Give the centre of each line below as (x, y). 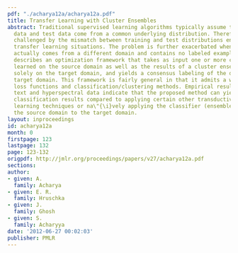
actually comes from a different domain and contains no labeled (112, 54)
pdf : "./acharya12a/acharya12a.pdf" (61, 14)
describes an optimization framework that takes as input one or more (120, 60)
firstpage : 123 (30, 139)
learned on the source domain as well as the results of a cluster (115, 67)
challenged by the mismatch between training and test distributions (118, 40)
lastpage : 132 (28, 146)
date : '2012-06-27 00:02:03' (50, 231)
